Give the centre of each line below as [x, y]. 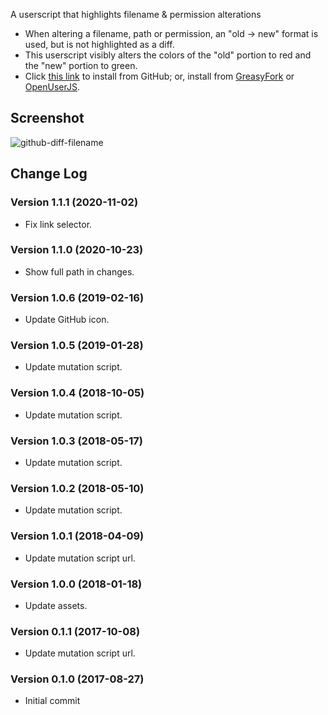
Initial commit [52, 701]
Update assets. [56, 605]
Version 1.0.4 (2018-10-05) [77, 393]
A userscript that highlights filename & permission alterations [136, 14]
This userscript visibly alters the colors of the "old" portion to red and [168, 55]
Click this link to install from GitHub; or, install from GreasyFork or [159, 76]
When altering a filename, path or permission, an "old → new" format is [171, 33]
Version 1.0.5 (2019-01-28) [77, 346]
